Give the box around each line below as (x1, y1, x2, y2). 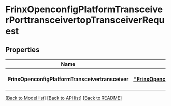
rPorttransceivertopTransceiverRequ (5, 14, 165, 26)
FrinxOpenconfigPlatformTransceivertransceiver (8, 75, 129, 83)
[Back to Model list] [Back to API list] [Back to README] (5, 95, 122, 101)
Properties (5, 45, 40, 54)
